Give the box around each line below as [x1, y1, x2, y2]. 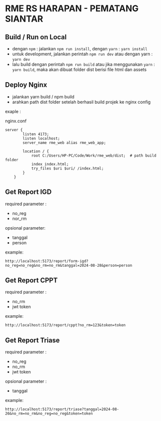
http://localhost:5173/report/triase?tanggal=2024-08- [5, 407, 119, 412]
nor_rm [12, 215, 27, 221]
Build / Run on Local [5, 33, 67, 41]
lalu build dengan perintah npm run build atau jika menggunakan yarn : [12, 62, 155, 67]
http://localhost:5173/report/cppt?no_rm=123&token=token [5, 323, 126, 328]
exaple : [5, 108, 21, 114]
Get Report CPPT [5, 276, 58, 284]
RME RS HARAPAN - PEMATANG [5, 3, 139, 14]
